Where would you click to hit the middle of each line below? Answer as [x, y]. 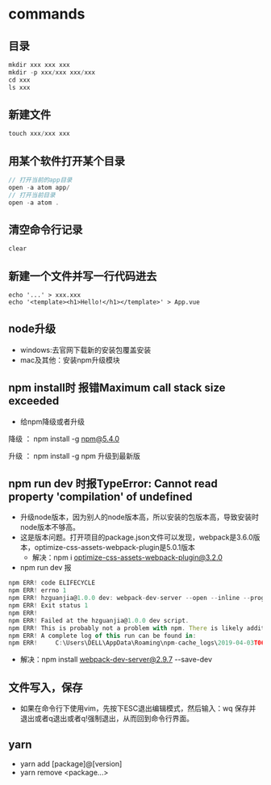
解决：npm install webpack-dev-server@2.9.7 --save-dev [116, 660]
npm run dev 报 [46, 568]
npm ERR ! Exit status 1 [48, 606]
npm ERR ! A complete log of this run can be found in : [102, 636]
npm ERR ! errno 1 [38, 590]
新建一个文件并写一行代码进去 [83, 276]
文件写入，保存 [46, 687]
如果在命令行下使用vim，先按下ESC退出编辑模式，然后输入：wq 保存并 [138, 708]
